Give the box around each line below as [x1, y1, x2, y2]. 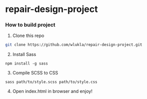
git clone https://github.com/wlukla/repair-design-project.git [5, 42, 142, 47]
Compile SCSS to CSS [12, 70, 59, 76]
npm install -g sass [5, 61, 49, 66]
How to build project [5, 21, 56, 28]
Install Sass [12, 51, 37, 57]
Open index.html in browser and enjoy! [12, 88, 93, 94]
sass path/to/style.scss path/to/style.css [5, 79, 98, 84]
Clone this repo [12, 32, 44, 38]
